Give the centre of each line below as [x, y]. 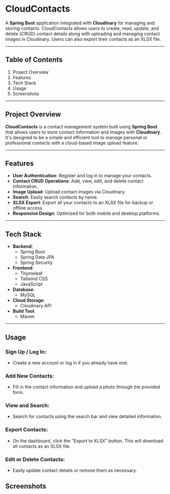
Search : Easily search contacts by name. [55, 197]
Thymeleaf [31, 273]
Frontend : [23, 268]
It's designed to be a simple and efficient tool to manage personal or [76, 137]
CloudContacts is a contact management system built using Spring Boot [81, 126]
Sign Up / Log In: [26, 352]
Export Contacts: [27, 430]
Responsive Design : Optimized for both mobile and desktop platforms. [86, 213]
